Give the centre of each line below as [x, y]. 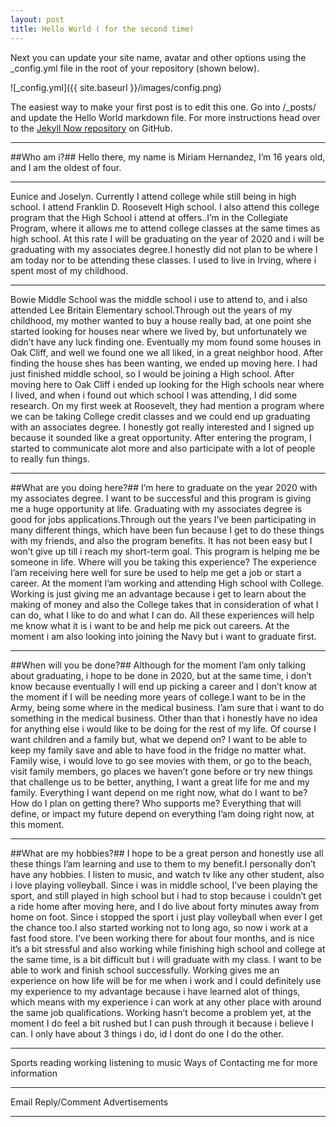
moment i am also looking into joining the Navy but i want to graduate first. [163, 636]
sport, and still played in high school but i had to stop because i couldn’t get [166, 895]
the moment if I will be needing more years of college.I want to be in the [158, 697]
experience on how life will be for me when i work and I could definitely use [166, 980]
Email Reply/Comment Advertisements [89, 1102]
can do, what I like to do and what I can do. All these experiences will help [162, 615]
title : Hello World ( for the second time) [102, 29]
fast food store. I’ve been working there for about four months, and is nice [162, 938]
